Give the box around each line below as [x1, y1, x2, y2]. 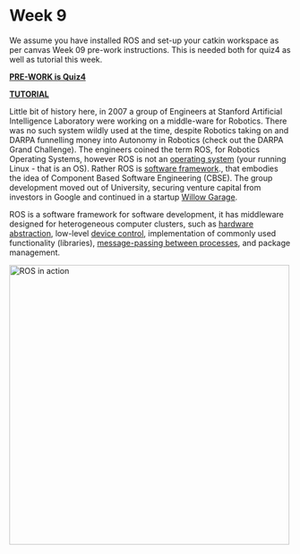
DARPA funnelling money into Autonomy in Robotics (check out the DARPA [9, 134, 284, 145]
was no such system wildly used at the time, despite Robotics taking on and [9, 124, 289, 135]
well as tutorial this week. [9, 54, 103, 64]
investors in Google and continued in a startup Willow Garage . [9, 192, 238, 202]
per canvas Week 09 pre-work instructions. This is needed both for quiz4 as [9, 44, 291, 55]
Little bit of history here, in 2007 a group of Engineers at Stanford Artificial [9, 106, 283, 116]
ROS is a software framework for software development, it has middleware [9, 209, 284, 219]
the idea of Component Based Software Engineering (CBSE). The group [9, 172, 273, 183]
